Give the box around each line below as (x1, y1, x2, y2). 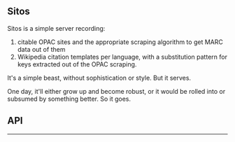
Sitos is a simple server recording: (7, 24, 106, 32)
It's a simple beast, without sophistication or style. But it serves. (7, 73, 191, 82)
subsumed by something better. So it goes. (7, 94, 131, 103)
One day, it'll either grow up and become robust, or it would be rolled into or (7, 87, 226, 95)
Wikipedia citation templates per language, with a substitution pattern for (17, 52, 227, 61)
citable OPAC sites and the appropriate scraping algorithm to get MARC (17, 38, 224, 46)
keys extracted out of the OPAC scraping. (17, 59, 137, 69)
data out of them (17, 45, 66, 53)
